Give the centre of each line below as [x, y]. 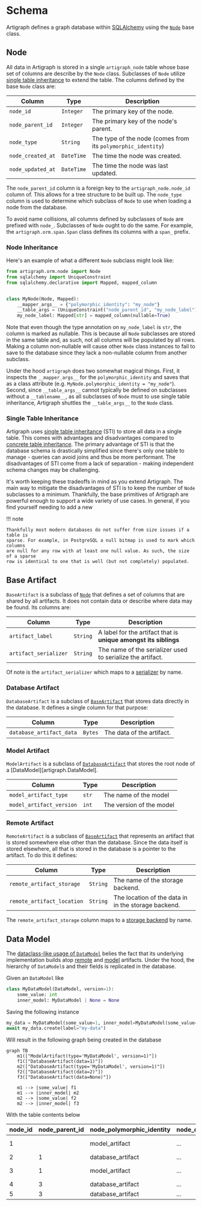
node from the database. [37, 207]
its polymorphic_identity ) [128, 146]
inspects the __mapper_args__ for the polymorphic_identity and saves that [98, 377]
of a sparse [21, 556]
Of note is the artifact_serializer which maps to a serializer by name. [95, 672]
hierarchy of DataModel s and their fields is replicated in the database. [91, 966]
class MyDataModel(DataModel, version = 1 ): [60, 989]
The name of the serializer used [143, 650]
